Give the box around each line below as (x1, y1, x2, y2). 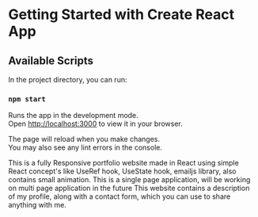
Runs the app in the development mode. (8, 111, 138, 120)
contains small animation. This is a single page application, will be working (8, 175, 251, 185)
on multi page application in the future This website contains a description (8, 184, 250, 193)
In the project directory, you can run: (8, 75, 127, 84)
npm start (8, 94, 46, 104)
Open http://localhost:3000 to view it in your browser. (8, 119, 184, 128)
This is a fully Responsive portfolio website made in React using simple (8, 158, 239, 168)
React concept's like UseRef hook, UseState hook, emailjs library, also (8, 166, 237, 176)
